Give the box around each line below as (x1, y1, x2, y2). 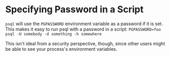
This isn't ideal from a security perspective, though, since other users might (5, 40, 165, 47)
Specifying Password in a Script (5, 4, 144, 15)
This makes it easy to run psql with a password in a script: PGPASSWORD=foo (5, 26, 161, 32)
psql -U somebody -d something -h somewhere (5, 31, 102, 36)
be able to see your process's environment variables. (5, 46, 118, 52)
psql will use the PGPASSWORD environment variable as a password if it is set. (5, 21, 163, 27)
